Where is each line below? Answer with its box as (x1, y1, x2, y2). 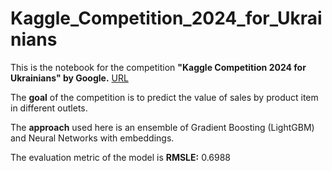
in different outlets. (10, 102, 88, 114)
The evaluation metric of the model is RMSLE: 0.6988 (10, 151, 231, 163)
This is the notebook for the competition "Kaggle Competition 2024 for (10, 61, 307, 73)
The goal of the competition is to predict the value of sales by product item (10, 91, 319, 103)
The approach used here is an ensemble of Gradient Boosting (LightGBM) (10, 121, 315, 133)
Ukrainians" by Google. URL (10, 72, 129, 84)
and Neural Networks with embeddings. (10, 132, 175, 144)
